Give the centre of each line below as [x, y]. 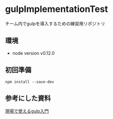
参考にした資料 [28, 98]
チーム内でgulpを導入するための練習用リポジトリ [55, 23]
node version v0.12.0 [33, 53]
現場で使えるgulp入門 [27, 111]
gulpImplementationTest [56, 9]
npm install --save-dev [30, 82]
